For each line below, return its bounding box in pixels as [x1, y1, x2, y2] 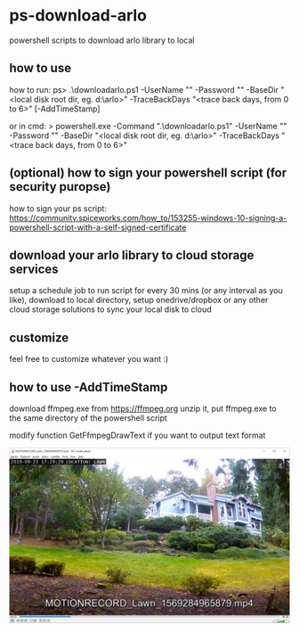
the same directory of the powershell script [9, 413, 167, 423]
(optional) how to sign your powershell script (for [9, 166, 287, 181]
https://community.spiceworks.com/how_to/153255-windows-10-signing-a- [9, 212, 287, 223]
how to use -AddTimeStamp [9, 380, 168, 395]
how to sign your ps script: [9, 202, 107, 214]
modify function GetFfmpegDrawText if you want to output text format [9, 430, 266, 440]
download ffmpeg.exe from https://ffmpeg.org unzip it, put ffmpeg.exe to [9, 403, 278, 414]
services [9, 261, 60, 276]
